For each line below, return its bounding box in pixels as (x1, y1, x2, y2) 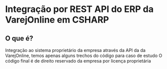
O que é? (5, 34, 33, 42)
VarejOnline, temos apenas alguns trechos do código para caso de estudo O (5, 52, 162, 58)
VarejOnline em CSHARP (5, 14, 109, 25)
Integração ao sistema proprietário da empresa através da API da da (5, 47, 146, 53)
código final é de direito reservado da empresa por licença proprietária (5, 58, 151, 63)
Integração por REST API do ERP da (5, 3, 154, 15)
